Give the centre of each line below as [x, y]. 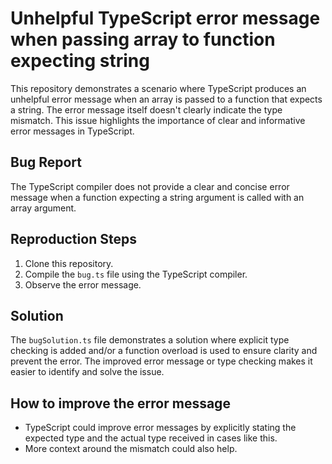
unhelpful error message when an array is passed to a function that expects [166, 99]
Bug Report [46, 162]
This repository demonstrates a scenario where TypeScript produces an [158, 88]
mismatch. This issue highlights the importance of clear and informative [158, 120]
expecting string [80, 61]
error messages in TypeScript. [72, 131]
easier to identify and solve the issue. [87, 372]
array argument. [43, 208]
